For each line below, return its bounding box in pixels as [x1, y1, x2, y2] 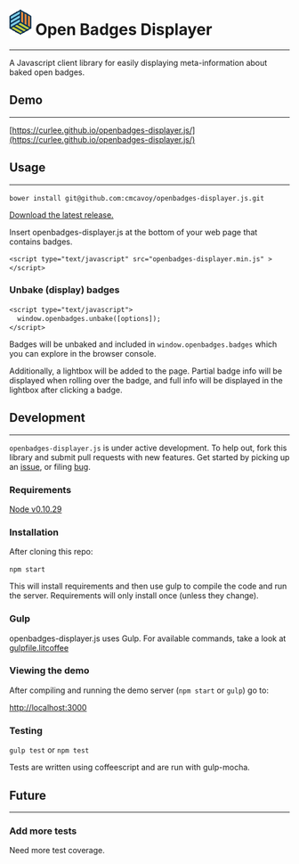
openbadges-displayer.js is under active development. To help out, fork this [9, 442, 287, 453]
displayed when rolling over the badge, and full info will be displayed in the [9, 374, 283, 385]
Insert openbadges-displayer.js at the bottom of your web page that [9, 226, 258, 237]
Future [9, 787, 47, 802]
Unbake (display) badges [9, 284, 120, 296]
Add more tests [9, 825, 77, 837]
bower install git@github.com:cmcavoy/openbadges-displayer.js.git [9, 193, 265, 202]
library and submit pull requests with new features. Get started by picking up [9, 451, 290, 463]
